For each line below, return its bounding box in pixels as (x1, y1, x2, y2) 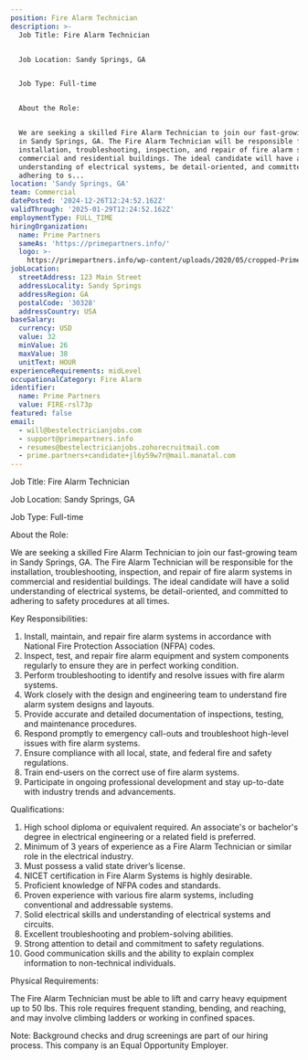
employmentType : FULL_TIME (10, 213, 113, 222)
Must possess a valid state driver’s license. (23, 861, 186, 872)
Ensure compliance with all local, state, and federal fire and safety (23, 747, 272, 758)
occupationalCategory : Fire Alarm (10, 375, 143, 384)
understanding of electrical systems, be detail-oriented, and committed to (10, 586, 289, 597)
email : (10, 417, 36, 426)
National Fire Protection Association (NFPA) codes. (23, 641, 216, 652)
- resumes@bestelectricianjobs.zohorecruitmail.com (18, 442, 220, 452)
